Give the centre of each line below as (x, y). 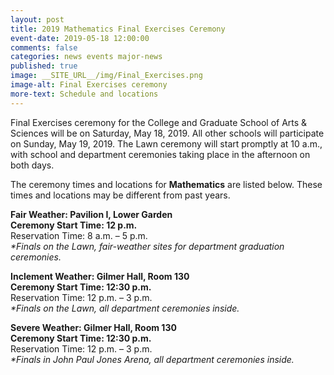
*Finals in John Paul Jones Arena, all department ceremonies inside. (152, 359)
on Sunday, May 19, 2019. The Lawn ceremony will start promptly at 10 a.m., (166, 143)
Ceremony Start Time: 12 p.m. (74, 225)
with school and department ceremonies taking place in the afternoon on (160, 154)
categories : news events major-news (86, 57)
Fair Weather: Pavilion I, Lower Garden (91, 214)
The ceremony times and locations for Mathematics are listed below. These (166, 184)
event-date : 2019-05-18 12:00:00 (80, 38)
